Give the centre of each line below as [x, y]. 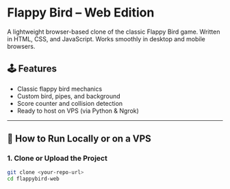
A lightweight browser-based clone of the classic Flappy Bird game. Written [114, 32]
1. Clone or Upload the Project [57, 158]
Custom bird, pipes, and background [69, 96]
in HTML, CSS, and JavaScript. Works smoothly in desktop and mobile [106, 38]
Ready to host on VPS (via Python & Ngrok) [78, 111]
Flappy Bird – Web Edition [81, 13]
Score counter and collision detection [70, 103]
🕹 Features [32, 69]
